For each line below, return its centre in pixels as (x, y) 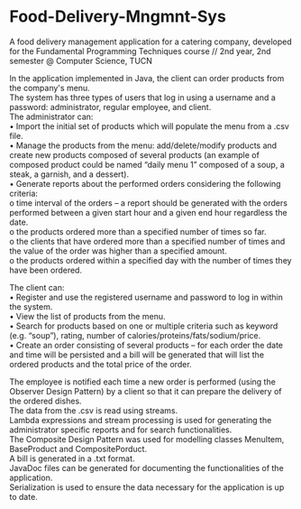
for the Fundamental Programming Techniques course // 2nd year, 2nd (141, 51)
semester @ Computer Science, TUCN (81, 60)
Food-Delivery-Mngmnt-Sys (118, 17)
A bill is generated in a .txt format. (72, 458)
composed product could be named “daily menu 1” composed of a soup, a (147, 164)
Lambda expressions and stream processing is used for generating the (141, 420)
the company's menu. (50, 88)
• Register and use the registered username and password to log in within (146, 297)
